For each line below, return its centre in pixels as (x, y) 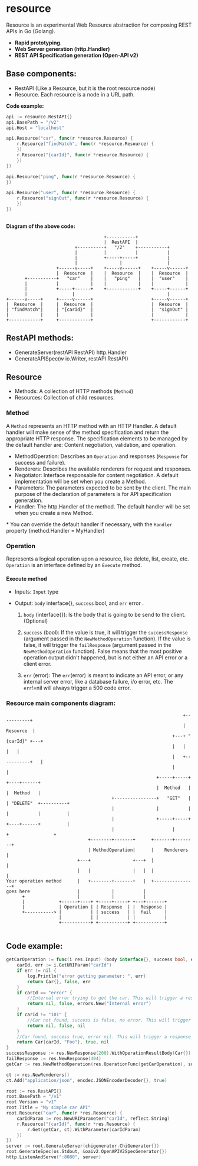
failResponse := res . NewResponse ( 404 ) (54, 1059)
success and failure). (40, 462)
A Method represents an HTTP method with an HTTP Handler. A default (91, 426)
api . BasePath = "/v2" (33, 122)
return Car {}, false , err (59, 981)
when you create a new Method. (54, 513)
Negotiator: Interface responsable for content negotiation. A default (96, 475)
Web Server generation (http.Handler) (62, 49)
